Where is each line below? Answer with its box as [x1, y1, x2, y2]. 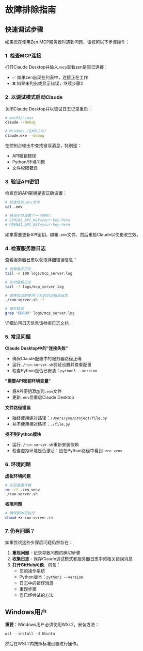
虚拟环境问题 [5, 473, 31, 479]
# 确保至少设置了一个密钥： [5, 213, 53, 218]
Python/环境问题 [12, 159, 45, 165]
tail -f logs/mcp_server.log [5, 284, 64, 289]
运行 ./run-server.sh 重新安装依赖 [12, 442, 79, 447]
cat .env [5, 205, 23, 209]
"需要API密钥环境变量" [5, 378, 51, 384]
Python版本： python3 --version [19, 574, 83, 580]
